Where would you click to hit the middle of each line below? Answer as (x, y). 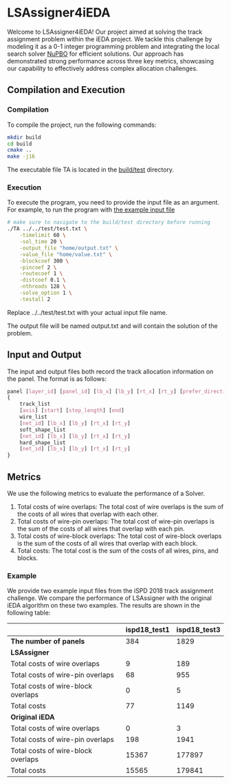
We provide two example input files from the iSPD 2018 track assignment (110, 591)
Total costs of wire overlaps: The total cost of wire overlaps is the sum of (120, 507)
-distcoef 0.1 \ (43, 280)
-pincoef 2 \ (38, 267)
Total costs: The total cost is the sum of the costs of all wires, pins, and (118, 551)
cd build (20, 144)
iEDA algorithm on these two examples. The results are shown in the (104, 606)
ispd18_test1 (147, 630)
